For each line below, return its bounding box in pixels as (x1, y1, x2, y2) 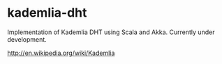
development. (7, 35, 47, 43)
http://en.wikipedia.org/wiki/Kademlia (7, 49, 115, 57)
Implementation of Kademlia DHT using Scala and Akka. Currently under (7, 28, 215, 36)
